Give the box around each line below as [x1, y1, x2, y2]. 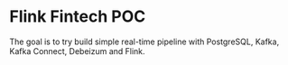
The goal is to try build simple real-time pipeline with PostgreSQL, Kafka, [9, 36, 280, 47]
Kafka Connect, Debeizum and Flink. [9, 45, 146, 56]
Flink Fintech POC [9, 6, 146, 27]
